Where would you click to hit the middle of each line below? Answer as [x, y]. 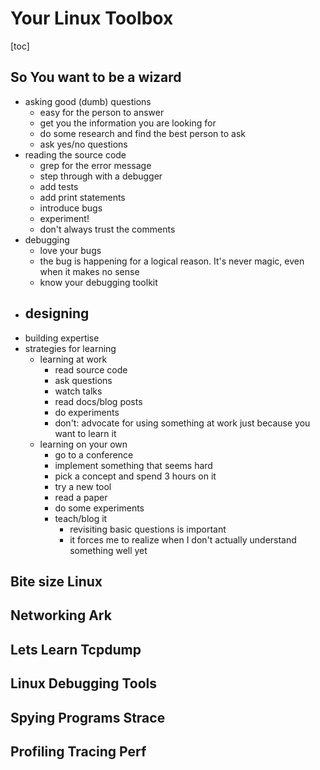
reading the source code [75, 154]
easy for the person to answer [102, 112]
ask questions [83, 380]
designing [57, 313]
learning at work [73, 359]
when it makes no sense [89, 271]
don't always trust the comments [107, 229]
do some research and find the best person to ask [142, 133]
